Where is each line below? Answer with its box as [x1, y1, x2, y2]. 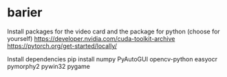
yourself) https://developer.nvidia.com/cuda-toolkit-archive [7, 34, 175, 42]
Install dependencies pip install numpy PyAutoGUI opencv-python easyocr [7, 55, 218, 63]
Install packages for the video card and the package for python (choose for [7, 27, 220, 35]
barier [7, 5, 43, 20]
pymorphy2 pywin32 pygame [7, 62, 91, 70]
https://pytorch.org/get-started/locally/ [7, 42, 118, 50]
